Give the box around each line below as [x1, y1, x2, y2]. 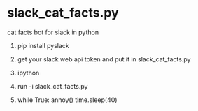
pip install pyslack [17, 41, 70, 50]
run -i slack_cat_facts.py [17, 82, 88, 90]
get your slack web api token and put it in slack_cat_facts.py [17, 54, 191, 64]
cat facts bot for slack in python [7, 28, 99, 36]
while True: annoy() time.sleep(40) [17, 96, 118, 104]
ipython [17, 68, 40, 77]
